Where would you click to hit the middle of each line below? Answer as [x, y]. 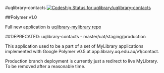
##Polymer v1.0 [21, 17]
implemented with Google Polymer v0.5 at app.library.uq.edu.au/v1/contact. [82, 51]
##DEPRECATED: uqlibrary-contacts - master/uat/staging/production [76, 36]
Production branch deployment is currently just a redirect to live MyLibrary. [82, 61]
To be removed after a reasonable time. [45, 66]
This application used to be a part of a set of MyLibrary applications [74, 46]
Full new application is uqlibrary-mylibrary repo [53, 27]
